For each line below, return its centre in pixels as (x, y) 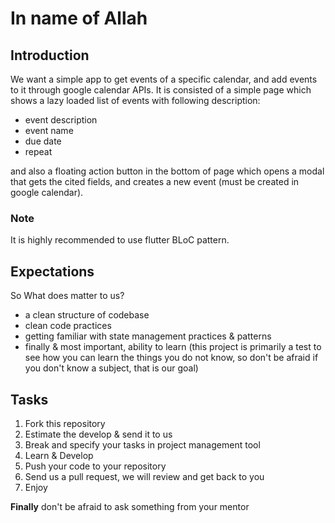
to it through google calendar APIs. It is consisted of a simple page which (161, 90)
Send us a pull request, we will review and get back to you (144, 476)
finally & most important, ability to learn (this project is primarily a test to (173, 347)
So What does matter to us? (67, 296)
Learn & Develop (59, 455)
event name (49, 130)
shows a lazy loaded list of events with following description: (135, 100)
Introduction (50, 55)
